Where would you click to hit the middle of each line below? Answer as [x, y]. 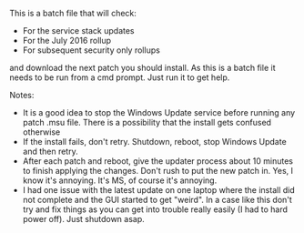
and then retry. [51, 151]
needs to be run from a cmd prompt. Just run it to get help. [120, 77]
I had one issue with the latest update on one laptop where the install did [158, 190]
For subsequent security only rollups [91, 50]
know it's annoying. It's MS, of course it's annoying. [120, 180]
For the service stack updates [78, 30]
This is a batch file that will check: [73, 13]
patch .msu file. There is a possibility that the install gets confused [147, 122]
